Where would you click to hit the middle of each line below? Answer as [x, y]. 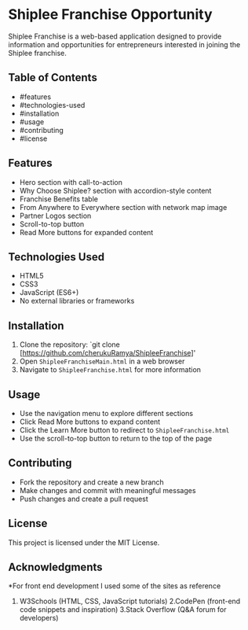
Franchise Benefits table [58, 199]
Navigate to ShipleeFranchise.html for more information [110, 370]
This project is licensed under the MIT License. [84, 542]
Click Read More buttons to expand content [90, 422]
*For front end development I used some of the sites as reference [115, 586]
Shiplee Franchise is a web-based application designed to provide [115, 36]
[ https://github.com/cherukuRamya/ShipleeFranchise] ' [108, 353]
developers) [39, 618]
